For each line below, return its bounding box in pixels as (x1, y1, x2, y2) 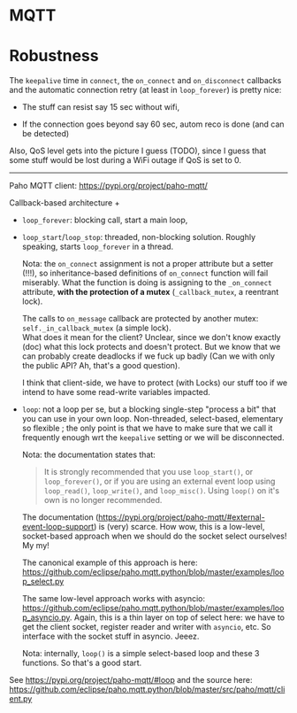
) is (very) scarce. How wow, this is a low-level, (93, 522, 265, 532)
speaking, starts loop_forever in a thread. (21, 241, 174, 252)
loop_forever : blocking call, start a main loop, (21, 214, 188, 226)
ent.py (9, 694, 33, 704)
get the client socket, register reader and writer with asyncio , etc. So (21, 622, 271, 632)
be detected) (21, 128, 70, 139)
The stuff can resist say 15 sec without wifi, (21, 102, 179, 112)
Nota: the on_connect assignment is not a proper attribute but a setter (21, 259, 274, 269)
